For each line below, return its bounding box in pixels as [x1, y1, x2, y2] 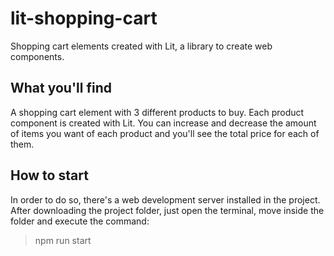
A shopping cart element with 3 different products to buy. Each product [10, 106, 305, 118]
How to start [10, 167, 89, 184]
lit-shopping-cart [10, 7, 158, 30]
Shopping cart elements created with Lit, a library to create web [10, 40, 273, 52]
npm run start [34, 234, 92, 246]
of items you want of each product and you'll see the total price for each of [10, 127, 320, 139]
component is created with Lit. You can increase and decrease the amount [10, 117, 317, 129]
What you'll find [10, 80, 112, 97]
